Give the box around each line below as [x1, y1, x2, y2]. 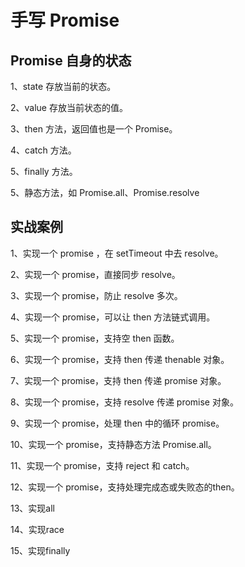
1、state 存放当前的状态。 [10, 81, 117, 92]
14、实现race [10, 523, 65, 535]
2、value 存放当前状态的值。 [10, 102, 128, 113]
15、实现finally [10, 544, 71, 556]
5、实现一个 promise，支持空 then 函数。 [10, 332, 180, 344]
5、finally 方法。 [10, 166, 78, 177]
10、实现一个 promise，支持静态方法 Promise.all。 [10, 438, 217, 450]
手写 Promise [10, 9, 120, 32]
